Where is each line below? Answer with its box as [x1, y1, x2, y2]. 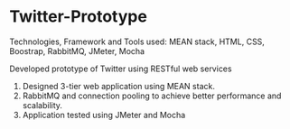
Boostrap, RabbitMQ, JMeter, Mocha [9, 45, 145, 56]
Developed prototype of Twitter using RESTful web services [9, 63, 232, 74]
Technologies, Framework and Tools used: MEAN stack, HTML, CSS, [9, 36, 265, 47]
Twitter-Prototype [9, 6, 147, 27]
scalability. [22, 99, 63, 110]
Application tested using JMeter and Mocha [22, 109, 186, 120]
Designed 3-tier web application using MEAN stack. [22, 80, 215, 91]
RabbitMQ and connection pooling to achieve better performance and [22, 90, 282, 101]
